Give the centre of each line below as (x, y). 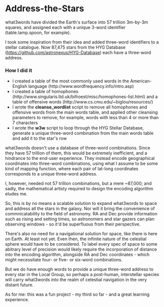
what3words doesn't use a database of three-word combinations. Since (78, 148)
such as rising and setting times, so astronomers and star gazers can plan (80, 219)
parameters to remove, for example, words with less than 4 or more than (85, 118)
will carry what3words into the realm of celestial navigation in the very (76, 280)
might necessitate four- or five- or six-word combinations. (64, 260)
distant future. (19, 285)
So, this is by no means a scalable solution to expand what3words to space (81, 204)
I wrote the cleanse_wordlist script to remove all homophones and (80, 107)
